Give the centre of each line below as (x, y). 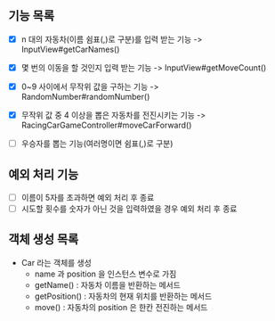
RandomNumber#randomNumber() (85, 97)
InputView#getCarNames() (70, 49)
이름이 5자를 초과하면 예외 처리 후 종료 (88, 197)
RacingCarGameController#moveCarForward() (106, 125)
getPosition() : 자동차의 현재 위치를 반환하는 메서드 (123, 296)
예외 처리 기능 (44, 174)
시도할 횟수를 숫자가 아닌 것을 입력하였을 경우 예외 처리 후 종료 (129, 209)
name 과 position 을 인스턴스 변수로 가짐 (105, 274)
